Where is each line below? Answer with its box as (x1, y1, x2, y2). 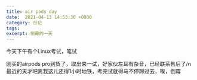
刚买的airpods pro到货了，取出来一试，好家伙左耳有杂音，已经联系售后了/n (6, 60, 191, 68)
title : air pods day (6, 8, 58, 15)
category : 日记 (6, 20, 42, 25)
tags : (6, 25, 20, 31)
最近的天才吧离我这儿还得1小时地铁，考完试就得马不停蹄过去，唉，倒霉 (6, 68, 181, 75)
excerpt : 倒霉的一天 (6, 31, 53, 37)
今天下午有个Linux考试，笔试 (6, 48, 78, 55)
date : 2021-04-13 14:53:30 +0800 (6, 14, 93, 20)
